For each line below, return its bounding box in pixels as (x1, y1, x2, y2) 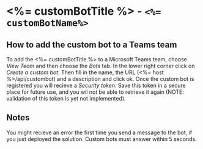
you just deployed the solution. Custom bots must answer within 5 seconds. (6, 135, 197, 142)
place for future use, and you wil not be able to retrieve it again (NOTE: (6, 88, 185, 96)
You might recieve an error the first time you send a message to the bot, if (6, 129, 193, 136)
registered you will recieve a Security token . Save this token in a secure (6, 82, 186, 89)
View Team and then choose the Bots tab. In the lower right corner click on (6, 63, 195, 69)
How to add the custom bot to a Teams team (6, 39, 177, 50)
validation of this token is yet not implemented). (6, 95, 127, 102)
